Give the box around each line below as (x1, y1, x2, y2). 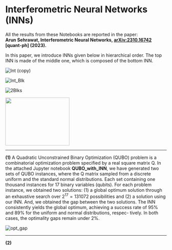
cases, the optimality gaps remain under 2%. (5, 215, 100, 221)
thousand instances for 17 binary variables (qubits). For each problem (5, 181, 152, 188)
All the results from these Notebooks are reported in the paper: (5, 31, 138, 37)
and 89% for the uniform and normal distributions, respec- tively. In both (5, 210, 159, 216)
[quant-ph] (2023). (5, 42, 47, 48)
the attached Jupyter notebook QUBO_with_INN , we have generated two (5, 165, 159, 171)
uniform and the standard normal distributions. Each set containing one (5, 176, 156, 182)
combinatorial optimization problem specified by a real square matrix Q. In (5, 160, 161, 166)
